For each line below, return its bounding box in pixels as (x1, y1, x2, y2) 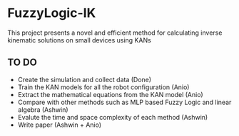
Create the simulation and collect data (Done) (17, 75, 152, 84)
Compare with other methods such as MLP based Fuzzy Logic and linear (17, 98, 232, 106)
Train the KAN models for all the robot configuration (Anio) (17, 83, 190, 91)
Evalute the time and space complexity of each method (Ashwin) (17, 113, 208, 121)
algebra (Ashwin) (17, 105, 69, 114)
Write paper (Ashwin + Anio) (17, 120, 102, 129)
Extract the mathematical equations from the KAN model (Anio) (17, 90, 203, 98)
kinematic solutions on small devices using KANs (7, 35, 151, 44)
